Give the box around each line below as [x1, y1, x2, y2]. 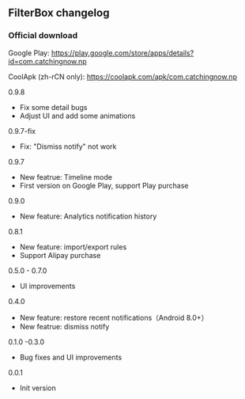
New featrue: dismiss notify [19, 321, 110, 331]
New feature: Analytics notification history [19, 211, 157, 221]
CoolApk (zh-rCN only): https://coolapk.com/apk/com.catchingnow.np [8, 71, 237, 82]
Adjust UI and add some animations [19, 111, 136, 120]
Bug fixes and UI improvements [19, 352, 122, 362]
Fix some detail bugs [19, 102, 88, 112]
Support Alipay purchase [19, 250, 101, 260]
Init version [19, 383, 57, 393]
